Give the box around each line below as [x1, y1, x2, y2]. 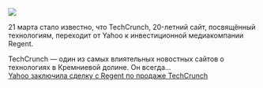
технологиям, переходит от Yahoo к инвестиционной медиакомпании [8, 31, 244, 40]
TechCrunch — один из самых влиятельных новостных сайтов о [8, 54, 225, 64]
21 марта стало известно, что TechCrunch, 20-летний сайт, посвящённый [8, 23, 256, 31]
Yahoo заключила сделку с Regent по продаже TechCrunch [8, 71, 209, 80]
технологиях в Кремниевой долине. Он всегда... [8, 63, 171, 71]
